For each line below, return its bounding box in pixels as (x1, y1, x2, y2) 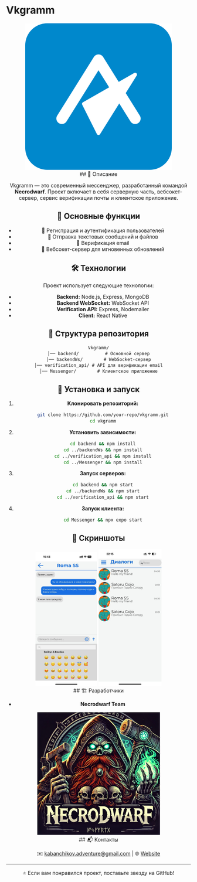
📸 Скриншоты (72, 533, 125, 543)
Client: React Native (78, 312, 128, 319)
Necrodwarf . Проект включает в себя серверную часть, (14, 188, 156, 195)
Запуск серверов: (80, 470, 126, 477)
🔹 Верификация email (76, 239, 130, 246)
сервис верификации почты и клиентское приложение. (40, 194, 179, 201)
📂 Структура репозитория (47, 329, 150, 339)
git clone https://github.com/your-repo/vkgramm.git (37, 412, 169, 418)
